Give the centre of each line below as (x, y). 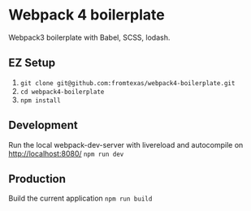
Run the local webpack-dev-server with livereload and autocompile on (126, 144)
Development (43, 125)
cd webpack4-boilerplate (62, 92)
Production (37, 179)
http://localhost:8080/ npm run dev (66, 153)
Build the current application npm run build (80, 198)
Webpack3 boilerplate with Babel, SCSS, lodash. (89, 37)
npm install (40, 100)
